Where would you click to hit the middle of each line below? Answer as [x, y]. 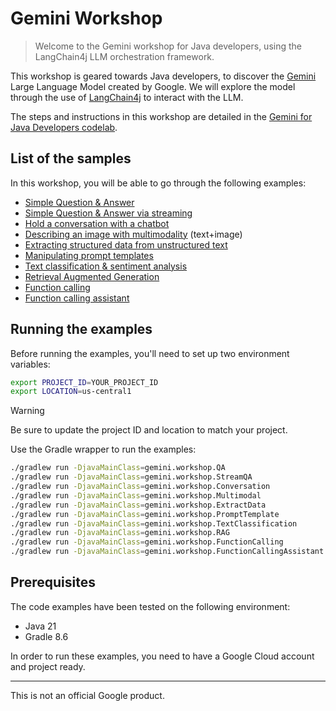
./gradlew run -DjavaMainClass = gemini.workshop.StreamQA [131, 477]
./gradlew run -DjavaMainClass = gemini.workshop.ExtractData [138, 505]
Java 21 [40, 626]
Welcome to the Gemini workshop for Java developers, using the [168, 46]
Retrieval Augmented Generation [92, 276]
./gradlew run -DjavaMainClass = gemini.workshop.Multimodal [136, 495]
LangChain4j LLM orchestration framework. [124, 56]
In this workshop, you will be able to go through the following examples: [158, 183]
